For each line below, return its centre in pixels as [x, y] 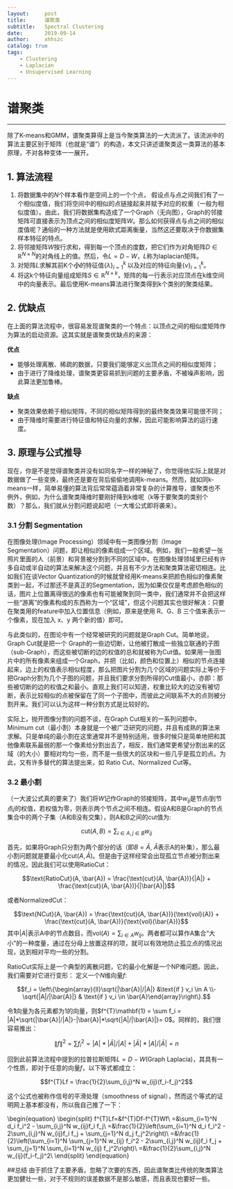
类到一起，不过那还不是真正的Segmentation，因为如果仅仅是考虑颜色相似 [112, 585]
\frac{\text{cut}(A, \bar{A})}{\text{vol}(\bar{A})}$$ [116, 921]
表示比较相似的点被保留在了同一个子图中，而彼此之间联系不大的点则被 [119, 695]
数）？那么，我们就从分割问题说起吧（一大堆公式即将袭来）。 [94, 505]
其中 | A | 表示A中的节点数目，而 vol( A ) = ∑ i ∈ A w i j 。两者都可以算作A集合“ [108, 934]
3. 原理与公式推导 [44, 453]
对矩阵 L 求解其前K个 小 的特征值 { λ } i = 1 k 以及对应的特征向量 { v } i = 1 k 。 [113, 265]
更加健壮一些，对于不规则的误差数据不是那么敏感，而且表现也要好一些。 [110, 1179]
